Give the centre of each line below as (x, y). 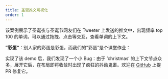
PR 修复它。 (18, 71)
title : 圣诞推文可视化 (27, 10)
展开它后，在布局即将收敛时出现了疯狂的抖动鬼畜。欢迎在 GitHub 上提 (88, 65)
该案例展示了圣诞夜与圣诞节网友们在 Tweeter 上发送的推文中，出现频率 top (84, 30)
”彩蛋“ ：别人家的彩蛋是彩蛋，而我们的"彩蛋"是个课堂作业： (68, 47)
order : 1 (15, 15)
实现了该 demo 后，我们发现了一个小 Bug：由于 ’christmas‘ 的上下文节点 (81, 58)
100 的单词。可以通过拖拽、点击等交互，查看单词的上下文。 (68, 36)
